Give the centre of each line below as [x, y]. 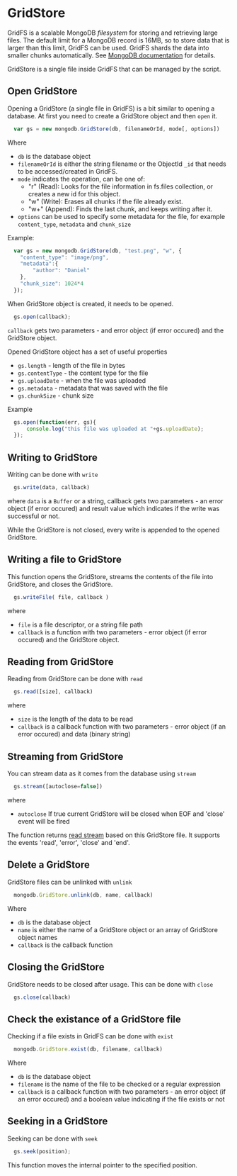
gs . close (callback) [42, 997]
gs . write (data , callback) [52, 488]
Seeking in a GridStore [58, 1121]
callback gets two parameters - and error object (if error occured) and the [116, 330]
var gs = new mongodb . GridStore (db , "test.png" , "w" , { [98, 251]
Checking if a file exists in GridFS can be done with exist [91, 1036]
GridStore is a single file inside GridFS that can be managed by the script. [114, 69]
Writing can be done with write [53, 475]
